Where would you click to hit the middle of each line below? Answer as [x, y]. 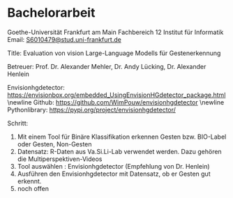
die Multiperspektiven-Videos [60, 159]
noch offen [33, 188]
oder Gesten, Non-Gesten [54, 144]
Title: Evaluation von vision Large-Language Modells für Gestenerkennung [114, 53]
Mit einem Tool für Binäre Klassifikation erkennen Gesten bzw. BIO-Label [122, 137]
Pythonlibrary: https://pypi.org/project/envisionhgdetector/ [92, 109]
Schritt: [18, 123]
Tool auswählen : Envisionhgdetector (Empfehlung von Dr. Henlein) [114, 166]
